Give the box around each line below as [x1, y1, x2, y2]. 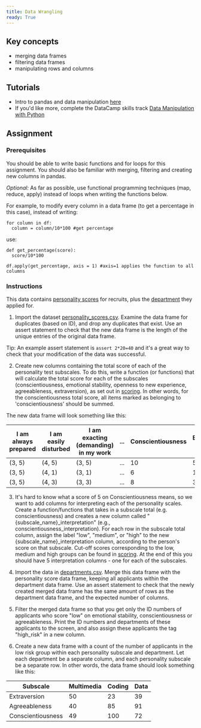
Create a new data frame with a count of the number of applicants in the [14, 642, 193, 650]
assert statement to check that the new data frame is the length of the [14, 327, 187, 334]
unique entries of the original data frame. [14, 333, 116, 340]
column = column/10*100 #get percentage [11, 225, 114, 231]
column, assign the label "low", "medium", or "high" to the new [14, 532, 169, 539]
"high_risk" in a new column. [14, 631, 86, 638]
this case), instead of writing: [6, 208, 78, 215]
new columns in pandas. [6, 172, 66, 179]
